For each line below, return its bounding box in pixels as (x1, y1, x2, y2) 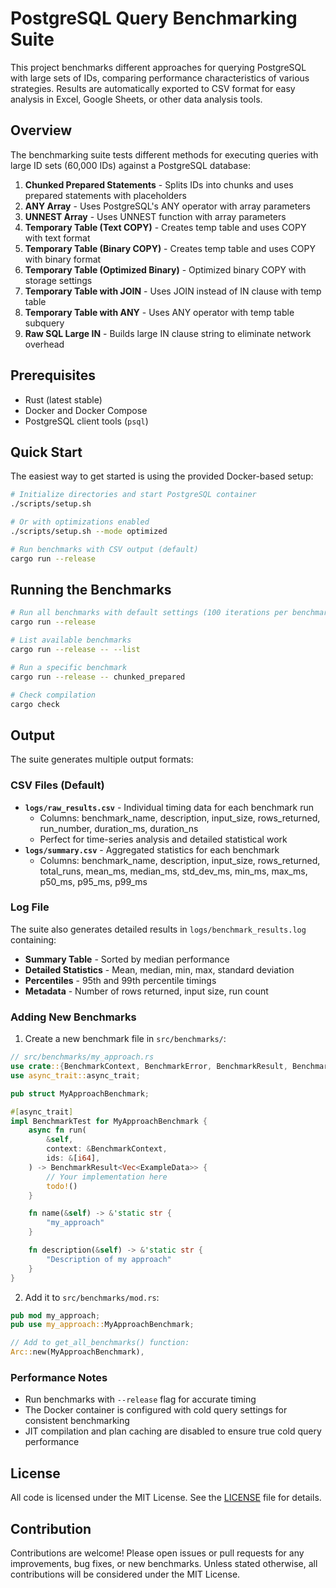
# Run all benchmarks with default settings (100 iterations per (10, 608, 288, 618)
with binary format (24, 253, 102, 265)
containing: (10, 933, 57, 946)
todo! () (46, 1181, 78, 1191)
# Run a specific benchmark (10, 662, 128, 672)
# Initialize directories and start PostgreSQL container (10, 490, 257, 500)
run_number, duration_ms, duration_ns (39, 822, 199, 834)
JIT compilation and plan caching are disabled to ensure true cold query (24, 1425, 322, 1437)
